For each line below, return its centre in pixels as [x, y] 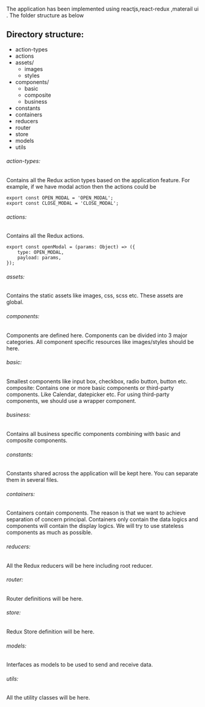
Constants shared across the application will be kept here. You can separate [102, 473]
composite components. [37, 440]
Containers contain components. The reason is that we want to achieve [96, 513]
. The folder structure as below [45, 15]
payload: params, [39, 258]
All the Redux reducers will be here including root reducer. [80, 565]
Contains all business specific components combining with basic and [93, 434]
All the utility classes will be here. [48, 698]
